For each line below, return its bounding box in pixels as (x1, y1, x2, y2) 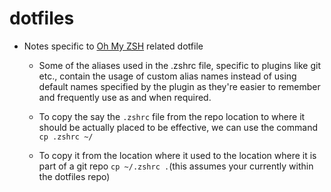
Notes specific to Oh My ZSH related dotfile (23, 40, 204, 52)
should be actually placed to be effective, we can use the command (38, 121, 318, 133)
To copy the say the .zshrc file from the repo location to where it (38, 110, 306, 122)
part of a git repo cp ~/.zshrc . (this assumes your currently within (38, 160, 314, 172)
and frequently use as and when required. (38, 91, 212, 103)
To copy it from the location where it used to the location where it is (38, 149, 317, 161)
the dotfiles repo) (38, 170, 111, 182)
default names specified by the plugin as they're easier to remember (38, 80, 321, 92)
